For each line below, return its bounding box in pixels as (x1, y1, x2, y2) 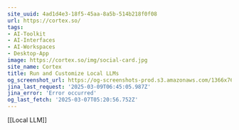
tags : (7, 23, 23, 31)
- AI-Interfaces (7, 37, 55, 44)
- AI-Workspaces (7, 43, 55, 50)
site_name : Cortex (7, 63, 62, 70)
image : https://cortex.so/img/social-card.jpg (7, 57, 148, 64)
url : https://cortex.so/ (7, 17, 81, 24)
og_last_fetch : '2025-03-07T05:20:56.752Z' (7, 97, 139, 104)
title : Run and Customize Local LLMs (7, 70, 119, 77)
